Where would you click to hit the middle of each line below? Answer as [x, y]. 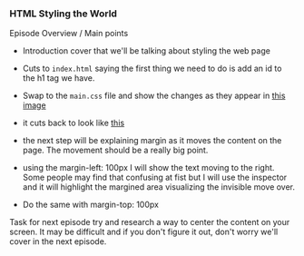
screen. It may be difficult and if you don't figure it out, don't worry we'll [144, 232]
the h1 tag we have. [59, 78]
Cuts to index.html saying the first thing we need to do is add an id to [152, 69]
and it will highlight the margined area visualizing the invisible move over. [159, 187]
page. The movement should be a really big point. [115, 150]
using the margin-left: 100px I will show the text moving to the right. [148, 168]
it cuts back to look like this [74, 123]
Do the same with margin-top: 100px [90, 205]
